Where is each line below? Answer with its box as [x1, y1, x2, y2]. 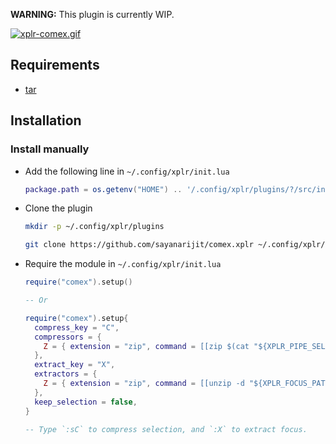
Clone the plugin [24, 202, 93, 214]
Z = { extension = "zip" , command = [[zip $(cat [43, 341, 250, 351]
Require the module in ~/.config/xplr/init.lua [24, 258, 222, 270]
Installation [10, 112, 82, 129]
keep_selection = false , [34, 397, 138, 407]
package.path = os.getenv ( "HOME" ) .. [24, 184, 183, 194]
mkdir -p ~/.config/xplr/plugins [24, 222, 165, 232]
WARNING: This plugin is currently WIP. [10, 9, 175, 20]
